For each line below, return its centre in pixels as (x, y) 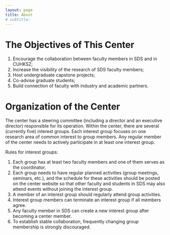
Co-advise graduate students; (44, 81)
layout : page (19, 10)
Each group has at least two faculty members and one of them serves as (89, 162)
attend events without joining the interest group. (63, 189)
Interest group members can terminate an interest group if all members (87, 200)
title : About (19, 15)
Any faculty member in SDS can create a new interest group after (81, 211)
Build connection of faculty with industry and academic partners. (80, 86)
